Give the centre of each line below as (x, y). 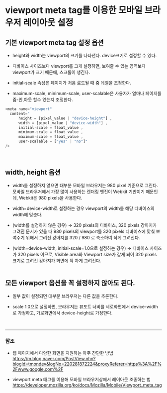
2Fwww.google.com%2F (38, 369)
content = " (20, 113)
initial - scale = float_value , (51, 127)
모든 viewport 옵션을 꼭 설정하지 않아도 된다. (70, 283)
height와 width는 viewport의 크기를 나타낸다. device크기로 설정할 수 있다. (84, 55)
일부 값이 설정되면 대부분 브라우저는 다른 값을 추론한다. (65, 296)
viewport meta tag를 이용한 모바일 (74, 10)
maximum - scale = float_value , (51, 137)
